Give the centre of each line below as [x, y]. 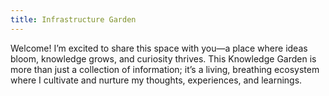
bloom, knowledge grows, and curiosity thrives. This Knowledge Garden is [163, 58]
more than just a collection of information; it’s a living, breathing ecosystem [165, 69]
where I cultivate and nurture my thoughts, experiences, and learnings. [156, 80]
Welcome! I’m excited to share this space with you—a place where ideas [159, 48]
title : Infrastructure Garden [73, 19]
